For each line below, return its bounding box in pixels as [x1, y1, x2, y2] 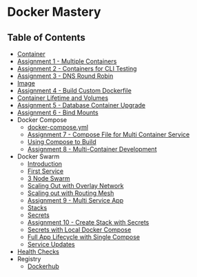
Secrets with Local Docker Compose [27, 225, 132, 234]
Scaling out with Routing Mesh [27, 189, 114, 197]
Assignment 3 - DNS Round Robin [17, 72, 114, 80]
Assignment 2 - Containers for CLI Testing [17, 65, 137, 72]
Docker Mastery [7, 4, 101, 20]
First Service [27, 167, 64, 175]
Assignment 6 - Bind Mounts [17, 108, 98, 116]
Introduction [27, 160, 63, 167]
